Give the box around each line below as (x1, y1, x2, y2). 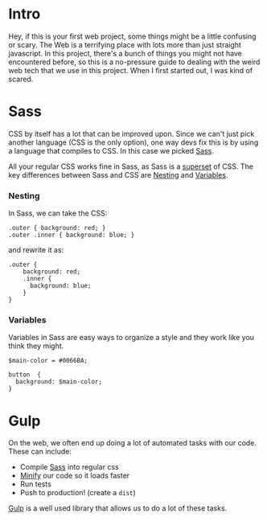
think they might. (8, 341, 64, 351)
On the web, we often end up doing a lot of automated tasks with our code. (8, 438, 257, 448)
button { (8, 371, 42, 379)
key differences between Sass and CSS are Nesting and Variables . (8, 170, 228, 179)
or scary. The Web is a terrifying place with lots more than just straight (8, 39, 241, 49)
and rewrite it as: (8, 245, 64, 255)
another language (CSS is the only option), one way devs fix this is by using (8, 137, 259, 147)
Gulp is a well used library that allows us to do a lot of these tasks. (8, 503, 228, 513)
